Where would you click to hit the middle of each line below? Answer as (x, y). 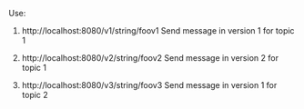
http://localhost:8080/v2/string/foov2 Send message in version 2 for (150, 58)
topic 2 (35, 95)
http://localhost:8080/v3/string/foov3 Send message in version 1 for (149, 85)
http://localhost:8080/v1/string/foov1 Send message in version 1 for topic (158, 30)
